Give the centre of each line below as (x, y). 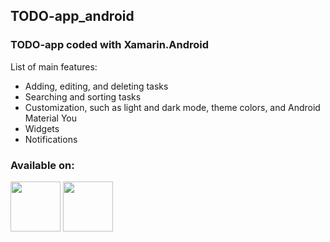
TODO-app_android (72, 16)
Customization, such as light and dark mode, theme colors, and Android (172, 107)
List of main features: (54, 66)
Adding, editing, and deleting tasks (96, 86)
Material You (50, 118)
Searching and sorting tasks (83, 96)
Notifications (51, 139)
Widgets (42, 128)
